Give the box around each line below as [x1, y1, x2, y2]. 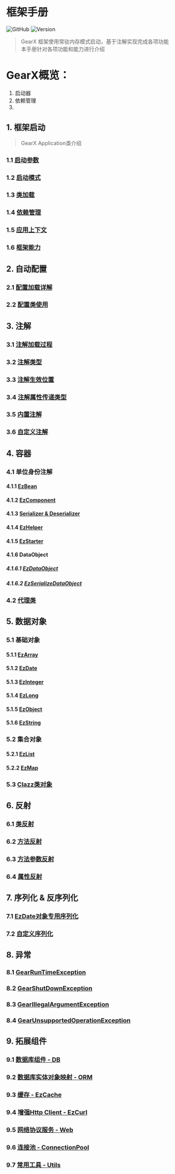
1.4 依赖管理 [6, 209, 41, 217]
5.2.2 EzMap [6, 764, 39, 771]
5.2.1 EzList [6, 750, 35, 758]
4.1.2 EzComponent [6, 496, 56, 504]
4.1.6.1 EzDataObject [6, 565, 59, 572]
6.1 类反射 [6, 820, 35, 828]
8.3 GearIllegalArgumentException [6, 1000, 109, 1009]
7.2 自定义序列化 [6, 930, 54, 938]
